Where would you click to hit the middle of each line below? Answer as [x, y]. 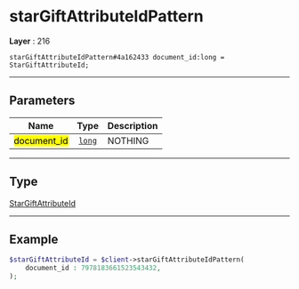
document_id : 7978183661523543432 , [93, 269]
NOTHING [128, 140]
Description [133, 125]
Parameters [42, 101]
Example [34, 239]
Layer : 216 [30, 41]
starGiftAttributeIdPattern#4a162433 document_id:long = [117, 57]
